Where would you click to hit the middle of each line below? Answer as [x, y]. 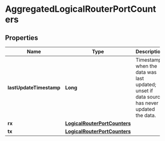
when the [146, 66]
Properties [22, 38]
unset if [144, 91]
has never [147, 103]
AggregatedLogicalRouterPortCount [81, 9]
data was [146, 72]
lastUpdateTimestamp [34, 88]
